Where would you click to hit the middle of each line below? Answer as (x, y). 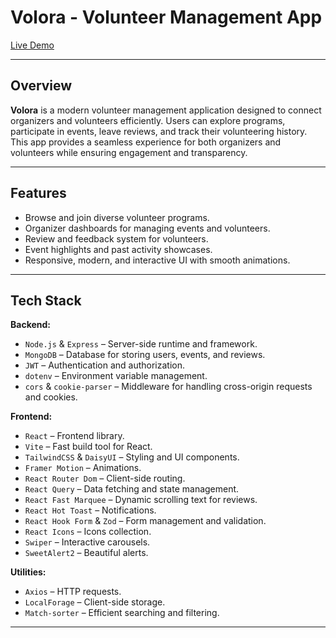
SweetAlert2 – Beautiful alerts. (86, 553)
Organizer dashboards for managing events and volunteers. (147, 228)
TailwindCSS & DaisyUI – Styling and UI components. (132, 457)
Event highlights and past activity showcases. (118, 249)
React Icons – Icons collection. (88, 532)
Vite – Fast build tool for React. (88, 447)
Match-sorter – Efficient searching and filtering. (122, 613)
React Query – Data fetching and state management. (132, 489)
